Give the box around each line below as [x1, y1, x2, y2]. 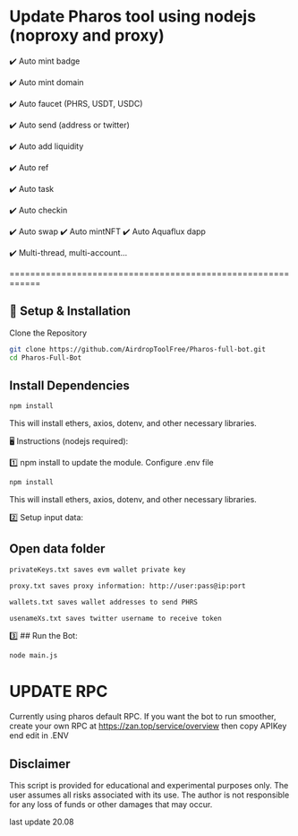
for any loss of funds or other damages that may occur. [9, 799, 213, 809]
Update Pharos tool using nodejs [9, 6, 257, 27]
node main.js [9, 651, 58, 660]
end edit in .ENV [9, 730, 69, 741]
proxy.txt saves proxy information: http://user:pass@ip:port [9, 581, 246, 590]
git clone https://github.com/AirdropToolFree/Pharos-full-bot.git [9, 344, 267, 353]
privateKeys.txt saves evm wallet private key [9, 565, 186, 574]
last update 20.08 [9, 816, 74, 827]
